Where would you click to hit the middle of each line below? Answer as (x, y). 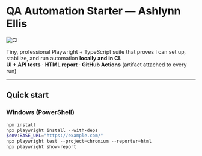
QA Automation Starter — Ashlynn (94, 11)
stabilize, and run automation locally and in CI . (64, 58)
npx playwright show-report (41, 147)
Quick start (28, 95)
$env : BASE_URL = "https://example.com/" (55, 136)
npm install (21, 125)
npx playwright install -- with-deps (52, 130)
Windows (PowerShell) (41, 112)
